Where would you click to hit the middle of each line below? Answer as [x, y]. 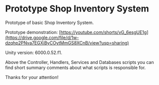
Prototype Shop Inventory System [77, 9]
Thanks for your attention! [32, 77]
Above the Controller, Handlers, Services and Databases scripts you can [79, 62]
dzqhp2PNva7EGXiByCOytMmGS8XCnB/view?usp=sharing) [67, 42]
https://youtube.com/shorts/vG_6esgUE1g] [104, 32]
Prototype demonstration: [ [33, 32]
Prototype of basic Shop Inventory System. [49, 22]
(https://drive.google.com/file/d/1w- [42, 37]
